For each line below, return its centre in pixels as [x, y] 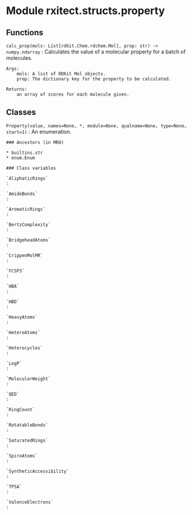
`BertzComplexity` [28, 224]
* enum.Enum [20, 158]
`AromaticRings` [26, 209]
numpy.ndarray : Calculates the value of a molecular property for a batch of [96, 52]
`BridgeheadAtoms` [28, 240]
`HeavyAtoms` [22, 317]
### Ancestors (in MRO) [35, 142]
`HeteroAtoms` [23, 332]
